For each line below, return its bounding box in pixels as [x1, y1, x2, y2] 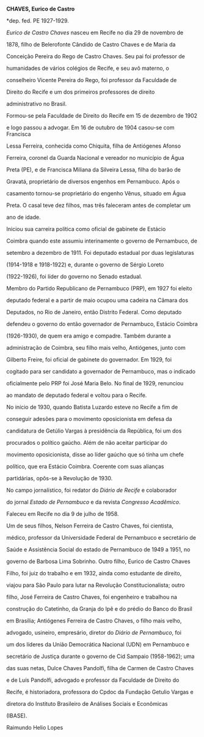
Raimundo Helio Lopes [6, 724, 64, 731]
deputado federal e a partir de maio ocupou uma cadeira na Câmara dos [6, 297, 188, 304]
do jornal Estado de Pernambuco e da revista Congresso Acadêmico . [6, 499, 181, 505]
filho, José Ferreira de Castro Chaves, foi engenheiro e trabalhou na [6, 594, 177, 600]
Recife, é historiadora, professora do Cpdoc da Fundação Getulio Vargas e [6, 689, 194, 695]
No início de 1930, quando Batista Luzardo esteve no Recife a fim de [6, 404, 178, 410]
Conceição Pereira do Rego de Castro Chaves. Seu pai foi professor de [6, 53, 185, 60]
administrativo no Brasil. [6, 100, 67, 107]
